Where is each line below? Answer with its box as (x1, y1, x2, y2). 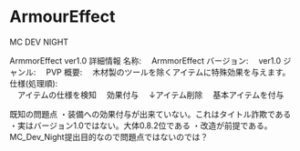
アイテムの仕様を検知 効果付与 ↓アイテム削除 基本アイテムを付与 (16, 89, 284, 100)
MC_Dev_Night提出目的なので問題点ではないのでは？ (9, 131, 209, 142)
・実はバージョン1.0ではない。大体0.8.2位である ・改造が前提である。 (9, 120, 273, 131)
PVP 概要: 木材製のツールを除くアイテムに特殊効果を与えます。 (45, 66, 291, 77)
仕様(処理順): (9, 77, 58, 88)
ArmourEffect (9, 6, 116, 27)
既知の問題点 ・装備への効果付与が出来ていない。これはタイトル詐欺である (9, 108, 292, 119)
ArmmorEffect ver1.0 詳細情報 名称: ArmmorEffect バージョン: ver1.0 (9, 55, 282, 65)
